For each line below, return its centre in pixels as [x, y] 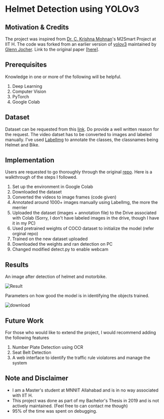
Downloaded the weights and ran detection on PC [62, 244]
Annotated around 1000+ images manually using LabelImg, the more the [85, 202]
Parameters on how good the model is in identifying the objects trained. [77, 296]
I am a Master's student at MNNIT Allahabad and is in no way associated [85, 390]
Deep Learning [27, 86]
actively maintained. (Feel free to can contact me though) [70, 406]
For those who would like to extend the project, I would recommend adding [81, 333]
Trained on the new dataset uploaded [50, 239]
